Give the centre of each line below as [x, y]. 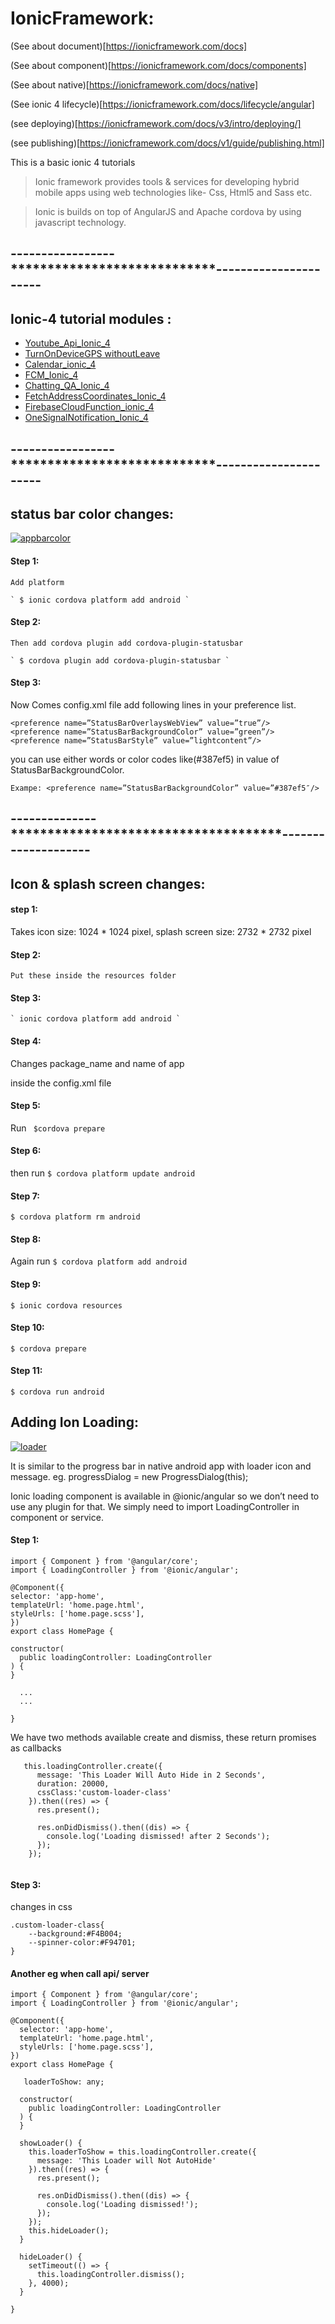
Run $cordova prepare [58, 1128]
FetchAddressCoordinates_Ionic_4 [95, 396]
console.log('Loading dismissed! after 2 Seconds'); [158, 1836]
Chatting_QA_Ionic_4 [67, 386]
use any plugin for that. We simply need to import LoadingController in [155, 1506]
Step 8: [26, 1239]
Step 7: [25, 1196]
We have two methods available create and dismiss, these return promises [163, 1737]
